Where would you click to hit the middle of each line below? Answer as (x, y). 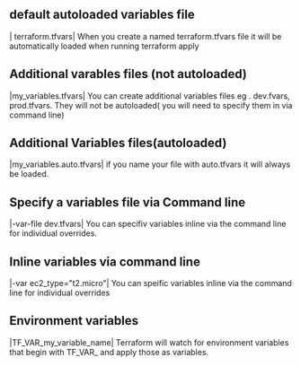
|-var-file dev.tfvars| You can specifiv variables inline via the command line (148, 224)
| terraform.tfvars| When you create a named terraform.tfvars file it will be (146, 36)
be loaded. (29, 174)
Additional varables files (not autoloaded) (128, 74)
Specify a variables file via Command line (127, 202)
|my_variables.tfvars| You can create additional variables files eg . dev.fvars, (150, 96)
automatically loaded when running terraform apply (104, 46)
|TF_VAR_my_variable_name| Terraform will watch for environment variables (149, 342)
